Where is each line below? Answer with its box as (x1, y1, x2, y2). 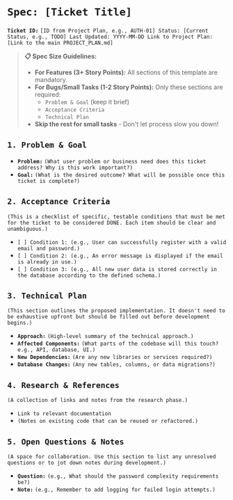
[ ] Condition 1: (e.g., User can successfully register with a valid (17, 239, 227, 245)
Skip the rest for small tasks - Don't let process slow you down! (34, 120, 219, 128)
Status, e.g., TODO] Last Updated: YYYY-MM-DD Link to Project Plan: (7, 33, 214, 40)
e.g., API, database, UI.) (17, 346, 96, 353)
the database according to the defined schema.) (17, 272, 161, 279)
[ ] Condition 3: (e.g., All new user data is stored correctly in (17, 266, 217, 273)
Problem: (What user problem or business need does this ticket (17, 158, 207, 165)
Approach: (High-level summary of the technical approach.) (17, 333, 194, 340)
